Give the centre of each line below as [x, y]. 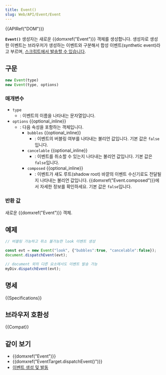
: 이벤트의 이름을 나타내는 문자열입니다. [58, 116]
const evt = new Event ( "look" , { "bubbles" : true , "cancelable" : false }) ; [81, 250]
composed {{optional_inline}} [55, 168]
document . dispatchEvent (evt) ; [37, 255]
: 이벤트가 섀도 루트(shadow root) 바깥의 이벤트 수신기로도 [91, 174]
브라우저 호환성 [27, 315]
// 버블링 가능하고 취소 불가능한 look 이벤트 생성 [50, 242]
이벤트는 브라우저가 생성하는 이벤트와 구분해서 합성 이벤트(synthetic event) [83, 45]
